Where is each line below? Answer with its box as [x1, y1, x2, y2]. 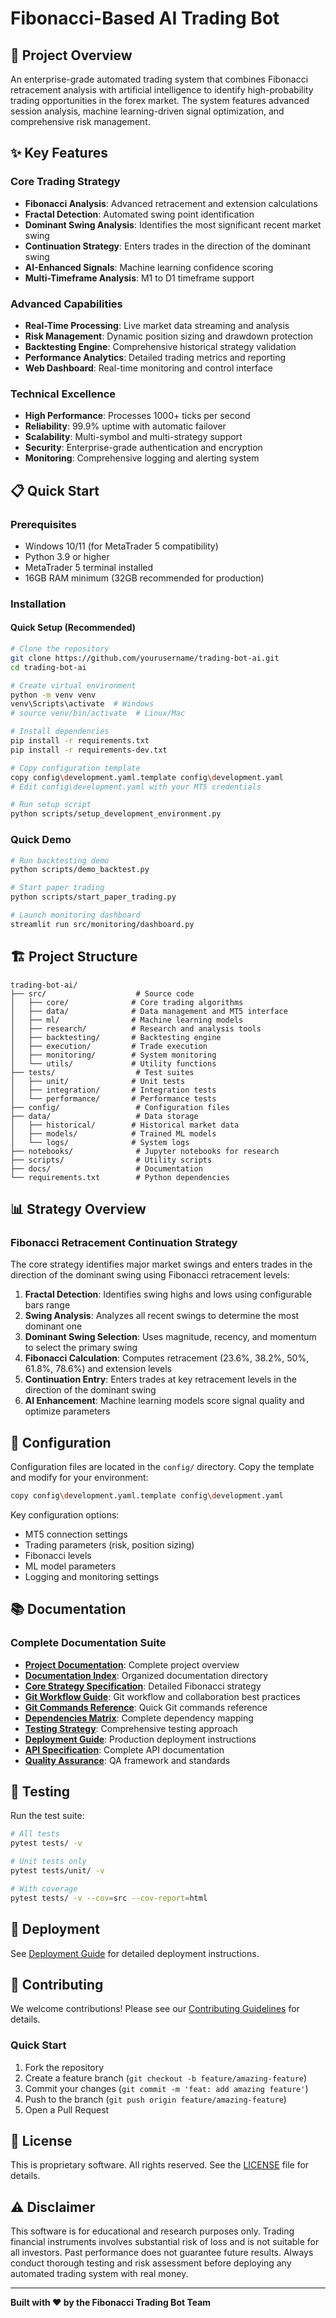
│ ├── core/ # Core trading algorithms [10, 997, 244, 1007]
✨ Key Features [10, 145, 108, 162]
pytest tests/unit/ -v [10, 1866, 105, 1876]
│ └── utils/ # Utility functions [10, 1058, 217, 1069]
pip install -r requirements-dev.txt [10, 745, 168, 755]
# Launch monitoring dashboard [10, 910, 141, 921]
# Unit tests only [10, 1857, 87, 1867]
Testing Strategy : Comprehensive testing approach [24, 1722, 238, 1734]
